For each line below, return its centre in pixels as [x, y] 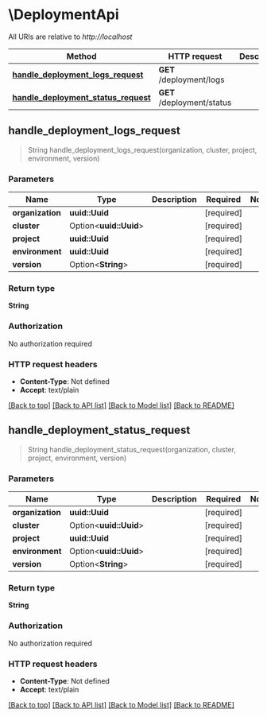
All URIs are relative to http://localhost [70, 37]
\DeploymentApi [64, 15]
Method [81, 56]
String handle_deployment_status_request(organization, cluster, [132, 449]
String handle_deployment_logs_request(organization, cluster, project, [142, 149]
